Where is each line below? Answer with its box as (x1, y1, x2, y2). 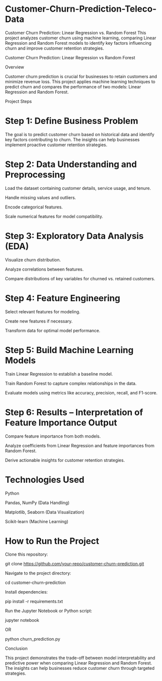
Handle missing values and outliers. (5, 194, 76, 200)
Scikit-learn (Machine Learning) (5, 518, 69, 524)
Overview (5, 64, 24, 70)
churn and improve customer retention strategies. (5, 45, 104, 51)
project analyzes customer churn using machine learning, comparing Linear (5, 35, 157, 41)
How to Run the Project (5, 535, 99, 546)
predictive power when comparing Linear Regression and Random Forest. (5, 660, 152, 666)
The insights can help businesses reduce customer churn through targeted (5, 665, 155, 671)
